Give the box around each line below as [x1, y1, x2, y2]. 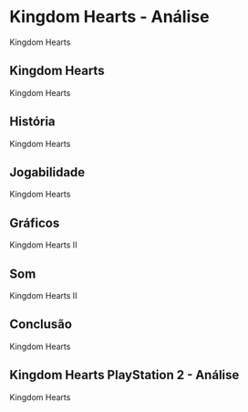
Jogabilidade [9, 164, 86, 180]
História [9, 114, 57, 130]
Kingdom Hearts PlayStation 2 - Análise [9, 367, 240, 383]
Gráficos [9, 215, 60, 230]
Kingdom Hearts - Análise [9, 6, 210, 27]
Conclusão [9, 317, 73, 333]
